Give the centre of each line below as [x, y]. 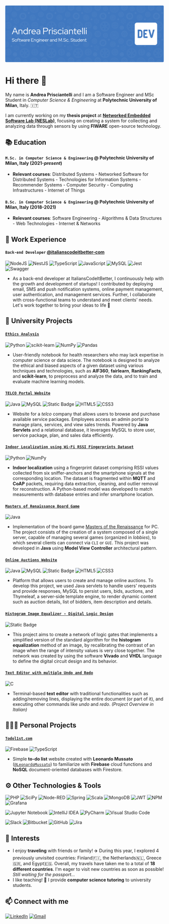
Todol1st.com [19, 738]
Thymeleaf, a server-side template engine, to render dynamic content [84, 597]
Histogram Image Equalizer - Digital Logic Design [59, 614]
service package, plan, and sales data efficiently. [63, 435]
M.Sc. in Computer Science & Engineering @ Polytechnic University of [80, 158]
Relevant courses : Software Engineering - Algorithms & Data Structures [87, 218]
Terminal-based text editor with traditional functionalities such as [80, 693]
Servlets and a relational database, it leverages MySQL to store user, [84, 430]
